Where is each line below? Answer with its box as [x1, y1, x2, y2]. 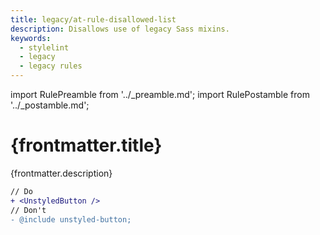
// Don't [10, 205, 47, 215]
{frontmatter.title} [10, 134, 163, 157]
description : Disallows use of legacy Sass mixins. [10, 24, 230, 34]
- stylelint [19, 42, 70, 53]
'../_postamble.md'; [10, 99, 90, 111]
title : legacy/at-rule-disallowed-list [10, 14, 177, 25]
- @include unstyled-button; [10, 214, 132, 225]
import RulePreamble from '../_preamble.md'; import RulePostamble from [10, 89, 310, 100]
